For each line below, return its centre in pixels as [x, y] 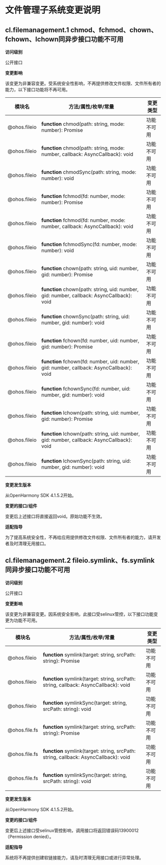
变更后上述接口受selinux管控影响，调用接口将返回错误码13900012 [72, 830]
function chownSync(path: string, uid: [85, 316]
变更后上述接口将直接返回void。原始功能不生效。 [55, 516]
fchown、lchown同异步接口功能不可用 [64, 39]
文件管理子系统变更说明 [53, 10]
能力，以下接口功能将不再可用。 [38, 90]
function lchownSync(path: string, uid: [86, 461]
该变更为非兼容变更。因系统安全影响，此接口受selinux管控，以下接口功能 [80, 614]
